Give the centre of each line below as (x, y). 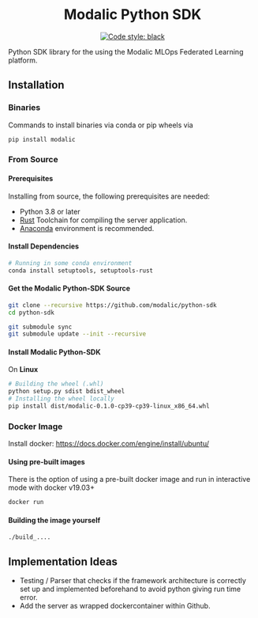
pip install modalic (42, 139)
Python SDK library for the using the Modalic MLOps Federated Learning (126, 51)
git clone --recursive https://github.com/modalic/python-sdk (112, 305)
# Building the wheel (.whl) (56, 384)
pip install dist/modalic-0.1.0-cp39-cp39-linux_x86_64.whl (109, 406)
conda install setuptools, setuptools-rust (81, 271)
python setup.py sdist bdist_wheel (67, 392)
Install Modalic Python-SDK (54, 352)
